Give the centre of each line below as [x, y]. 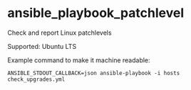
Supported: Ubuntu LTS [42, 46]
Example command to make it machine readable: [79, 60]
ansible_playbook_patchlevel [95, 13]
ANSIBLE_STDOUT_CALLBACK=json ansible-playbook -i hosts [94, 73]
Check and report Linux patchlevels [60, 33]
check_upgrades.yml [36, 79]
